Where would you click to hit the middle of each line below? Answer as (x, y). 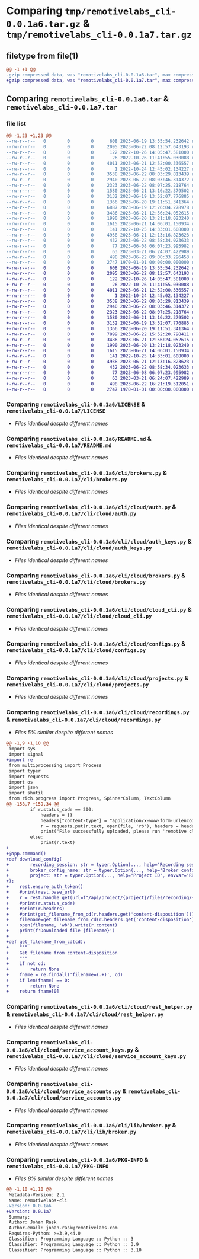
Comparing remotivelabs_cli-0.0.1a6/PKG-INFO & (77, 1159)
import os (21, 782)
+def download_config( (34, 859)
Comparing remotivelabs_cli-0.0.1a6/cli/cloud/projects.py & (97, 678)
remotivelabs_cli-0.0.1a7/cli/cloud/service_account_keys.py (96, 1056)
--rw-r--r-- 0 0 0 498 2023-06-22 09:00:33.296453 (98, 257)
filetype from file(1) (42, 55)
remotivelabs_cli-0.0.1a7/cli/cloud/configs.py (76, 651)
